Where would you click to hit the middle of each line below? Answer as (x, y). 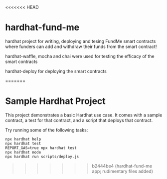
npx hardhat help (23, 139)
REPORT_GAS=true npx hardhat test (41, 148)
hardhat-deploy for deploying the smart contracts (56, 71)
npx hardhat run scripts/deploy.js (42, 156)
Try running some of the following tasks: (47, 130)
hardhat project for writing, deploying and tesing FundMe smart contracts (81, 41)
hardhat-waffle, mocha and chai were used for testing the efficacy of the (80, 56)
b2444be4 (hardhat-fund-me (122, 166)
